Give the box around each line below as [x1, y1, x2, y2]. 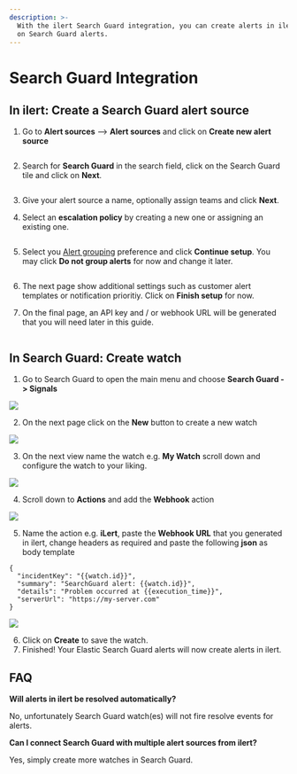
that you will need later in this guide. [21, 317, 155, 328]
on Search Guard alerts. [17, 29, 109, 38]
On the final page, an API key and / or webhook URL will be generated [21, 308, 277, 318]
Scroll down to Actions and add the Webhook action [21, 494, 215, 505]
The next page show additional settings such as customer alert [21, 281, 252, 292]
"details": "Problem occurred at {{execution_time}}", [17, 587, 224, 597]
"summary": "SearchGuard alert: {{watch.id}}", [17, 580, 196, 589]
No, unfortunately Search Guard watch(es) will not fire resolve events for [9, 711, 274, 721]
